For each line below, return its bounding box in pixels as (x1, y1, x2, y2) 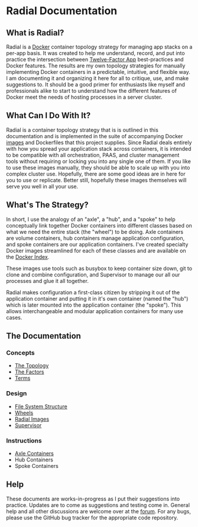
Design (6, 389, 27, 398)
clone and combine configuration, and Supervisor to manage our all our (6, 271, 180, 278)
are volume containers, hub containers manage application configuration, (6, 235, 185, 242)
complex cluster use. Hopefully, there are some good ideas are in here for (6, 170, 186, 177)
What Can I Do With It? (6, 110, 91, 121)
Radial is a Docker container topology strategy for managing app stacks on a (6, 43, 193, 50)
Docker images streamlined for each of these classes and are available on (6, 247, 186, 254)
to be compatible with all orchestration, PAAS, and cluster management (6, 151, 180, 158)
